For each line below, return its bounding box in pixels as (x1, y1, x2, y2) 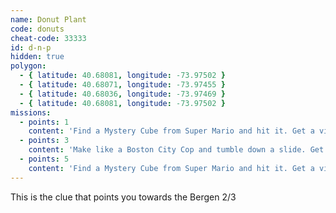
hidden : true (10, 52, 65, 62)
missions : (10, 107, 52, 118)
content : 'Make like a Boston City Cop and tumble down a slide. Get (28, 145, 325, 155)
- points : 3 (19, 136, 70, 146)
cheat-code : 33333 (10, 33, 87, 43)
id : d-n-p (10, 42, 52, 53)
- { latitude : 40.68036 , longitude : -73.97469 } (19, 89, 226, 99)
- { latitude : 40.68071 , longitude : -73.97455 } (19, 80, 226, 90)
